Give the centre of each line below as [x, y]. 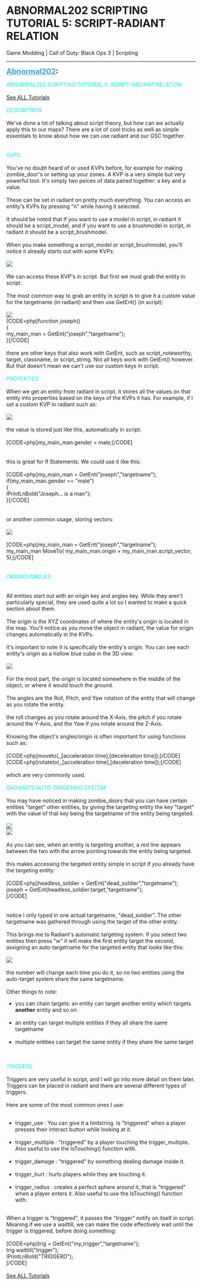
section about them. [31, 608]
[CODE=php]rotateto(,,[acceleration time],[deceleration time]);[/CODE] [94, 762]
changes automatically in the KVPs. [50, 634]
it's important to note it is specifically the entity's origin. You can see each [98, 647]
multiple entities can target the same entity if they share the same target [104, 1042]
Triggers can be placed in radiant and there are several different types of [96, 1085]
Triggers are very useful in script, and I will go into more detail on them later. [101, 1079]
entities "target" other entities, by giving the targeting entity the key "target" [100, 807]
